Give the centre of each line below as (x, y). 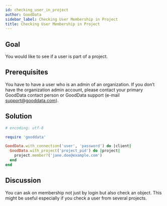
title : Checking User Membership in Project (53, 24)
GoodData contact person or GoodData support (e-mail (62, 95)
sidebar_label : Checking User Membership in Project (62, 19)
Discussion (23, 181)
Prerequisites (27, 72)
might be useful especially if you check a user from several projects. (76, 198)
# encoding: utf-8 (24, 128)
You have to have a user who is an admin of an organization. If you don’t (80, 84)
